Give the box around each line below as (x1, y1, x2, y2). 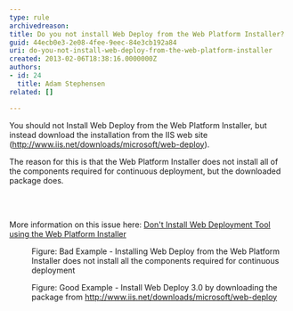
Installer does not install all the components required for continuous (31, 255, 280, 266)
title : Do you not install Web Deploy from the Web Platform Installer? (9, 29, 285, 38)
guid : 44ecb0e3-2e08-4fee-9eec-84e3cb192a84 (9, 37, 177, 47)
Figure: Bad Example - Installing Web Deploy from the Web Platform (31, 246, 281, 257)
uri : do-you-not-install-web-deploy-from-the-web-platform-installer (9, 46, 273, 55)
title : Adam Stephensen (17, 79, 105, 88)
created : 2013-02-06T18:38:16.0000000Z (9, 54, 158, 63)
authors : (9, 63, 42, 72)
